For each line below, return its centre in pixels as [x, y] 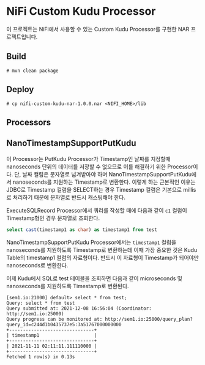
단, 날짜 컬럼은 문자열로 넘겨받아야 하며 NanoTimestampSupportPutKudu [103, 174]
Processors [29, 122]
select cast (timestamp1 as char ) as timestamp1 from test [82, 230]
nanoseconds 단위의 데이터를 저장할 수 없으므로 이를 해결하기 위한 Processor [100, 167]
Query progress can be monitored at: [54, 319]
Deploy [20, 89]
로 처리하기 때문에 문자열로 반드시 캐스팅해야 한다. [66, 197]
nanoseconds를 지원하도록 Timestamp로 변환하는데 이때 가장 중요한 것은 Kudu [102, 249]
